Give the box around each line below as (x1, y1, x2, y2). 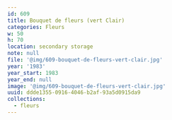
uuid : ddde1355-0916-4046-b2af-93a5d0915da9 (7, 89, 141, 96)
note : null (7, 50, 40, 57)
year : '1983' (7, 63, 46, 70)
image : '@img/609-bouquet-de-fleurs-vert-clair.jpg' (7, 83, 166, 90)
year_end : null (7, 76, 52, 83)
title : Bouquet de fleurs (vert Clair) (7, 17, 125, 24)
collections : (7, 96, 46, 103)
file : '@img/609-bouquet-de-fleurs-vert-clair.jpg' (7, 56, 163, 64)
